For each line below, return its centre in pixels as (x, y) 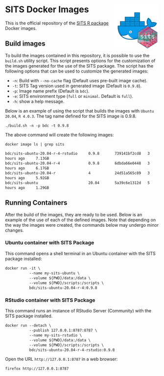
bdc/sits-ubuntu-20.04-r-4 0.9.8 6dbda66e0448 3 (78, 163)
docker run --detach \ (28, 326)
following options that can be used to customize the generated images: (77, 71)
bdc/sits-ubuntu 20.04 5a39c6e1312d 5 (78, 183)
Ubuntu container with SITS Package (50, 243)
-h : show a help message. (38, 101)
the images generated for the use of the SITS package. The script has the (79, 66)
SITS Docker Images (47, 10)
